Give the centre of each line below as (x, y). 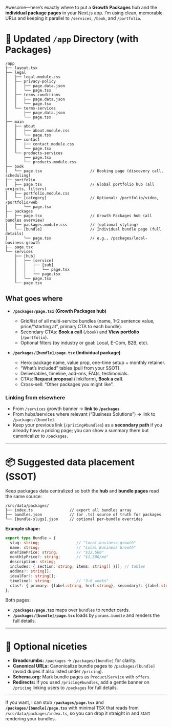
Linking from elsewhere (35, 397)
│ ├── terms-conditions (33, 95)
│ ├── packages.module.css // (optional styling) (72, 225)
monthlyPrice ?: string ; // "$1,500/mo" (59, 557)
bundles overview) (25, 220)
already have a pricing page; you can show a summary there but (81, 431)
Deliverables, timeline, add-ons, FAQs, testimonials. (74, 373)
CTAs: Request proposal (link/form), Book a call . (72, 379)
